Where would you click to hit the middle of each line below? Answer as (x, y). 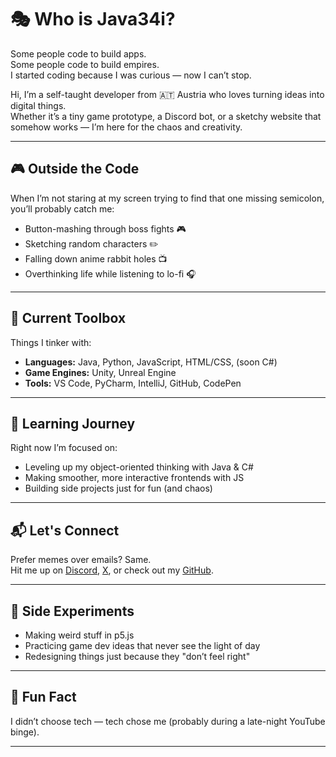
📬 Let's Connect (65, 530)
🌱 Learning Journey (73, 423)
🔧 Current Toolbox (68, 318)
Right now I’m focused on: (64, 448)
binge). (25, 732)
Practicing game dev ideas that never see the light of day (142, 645)
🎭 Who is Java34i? (93, 19)
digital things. (38, 105)
